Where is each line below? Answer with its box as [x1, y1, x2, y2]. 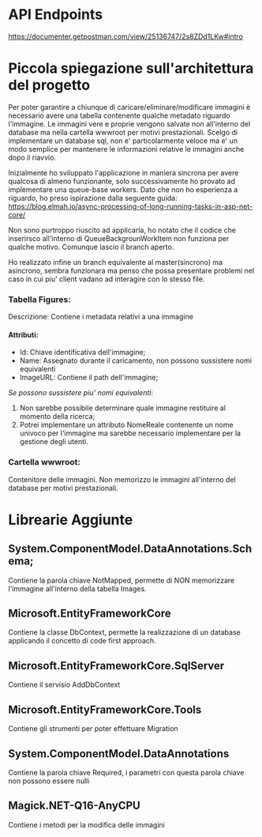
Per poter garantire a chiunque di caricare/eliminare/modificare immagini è [8, 102, 251, 111]
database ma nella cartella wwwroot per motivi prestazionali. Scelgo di [8, 127, 238, 137]
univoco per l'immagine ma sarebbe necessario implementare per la [19, 428, 241, 438]
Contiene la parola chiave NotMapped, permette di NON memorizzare [8, 575, 235, 585]
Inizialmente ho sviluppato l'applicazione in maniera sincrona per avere [8, 168, 239, 177]
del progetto [8, 77, 91, 94]
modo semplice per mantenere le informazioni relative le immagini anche [8, 144, 245, 153]
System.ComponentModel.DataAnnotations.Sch [8, 542, 253, 556]
